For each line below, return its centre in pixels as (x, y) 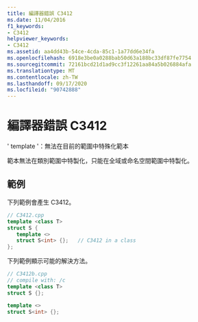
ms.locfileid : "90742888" (44, 90)
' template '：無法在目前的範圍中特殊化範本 (68, 146)
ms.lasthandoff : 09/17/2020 (47, 84)
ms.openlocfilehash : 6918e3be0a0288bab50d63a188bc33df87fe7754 (99, 58)
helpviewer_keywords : (38, 39)
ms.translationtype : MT (41, 71)
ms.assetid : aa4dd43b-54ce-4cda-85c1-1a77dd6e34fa (81, 52)
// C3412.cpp (26, 215)
